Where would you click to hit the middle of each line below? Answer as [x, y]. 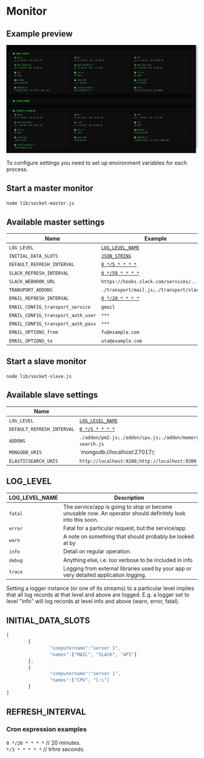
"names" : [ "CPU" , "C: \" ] [80, 680]
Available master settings [56, 222]
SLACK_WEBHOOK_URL [32, 281]
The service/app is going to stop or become [118, 507]
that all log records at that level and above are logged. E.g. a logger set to [98, 595]
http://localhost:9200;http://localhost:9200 [138, 461]
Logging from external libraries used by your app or [127, 568]
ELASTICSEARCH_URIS [33, 461]
